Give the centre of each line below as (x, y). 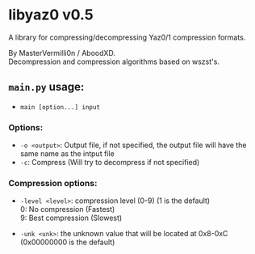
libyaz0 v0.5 (51, 15)
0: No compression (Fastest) (67, 210)
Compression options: (53, 183)
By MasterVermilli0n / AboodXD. (62, 53)
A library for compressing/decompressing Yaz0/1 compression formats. (127, 37)
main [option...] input (60, 107)
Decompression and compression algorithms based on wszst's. (114, 61)
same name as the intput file (67, 154)
